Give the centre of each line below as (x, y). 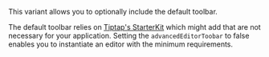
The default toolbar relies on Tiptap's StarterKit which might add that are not (134, 27)
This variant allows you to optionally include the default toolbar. (113, 12)
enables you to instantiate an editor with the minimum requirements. (121, 44)
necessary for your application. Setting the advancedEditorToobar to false (129, 36)
